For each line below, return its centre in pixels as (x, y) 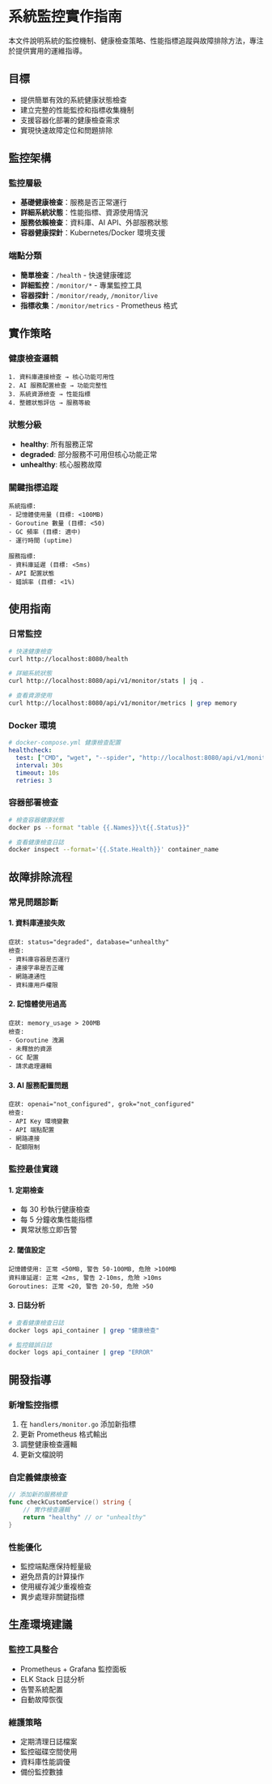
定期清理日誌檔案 (49, 1741)
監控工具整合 (34, 1650)
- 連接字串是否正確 (36, 968)
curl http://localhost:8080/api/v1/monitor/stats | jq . (106, 681)
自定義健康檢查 (38, 1477)
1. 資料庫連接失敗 (37, 923)
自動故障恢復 (41, 1699)
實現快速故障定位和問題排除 (66, 130)
